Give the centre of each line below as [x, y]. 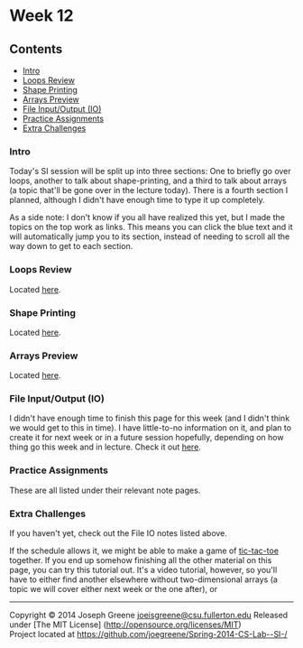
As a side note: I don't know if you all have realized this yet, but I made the [147, 218]
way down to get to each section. [71, 246]
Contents [36, 49]
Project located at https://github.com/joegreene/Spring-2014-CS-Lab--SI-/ [148, 634]
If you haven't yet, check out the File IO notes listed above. [119, 533]
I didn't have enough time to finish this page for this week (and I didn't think [150, 418]
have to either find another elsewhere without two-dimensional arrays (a [143, 579]
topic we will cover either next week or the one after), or [114, 589]
